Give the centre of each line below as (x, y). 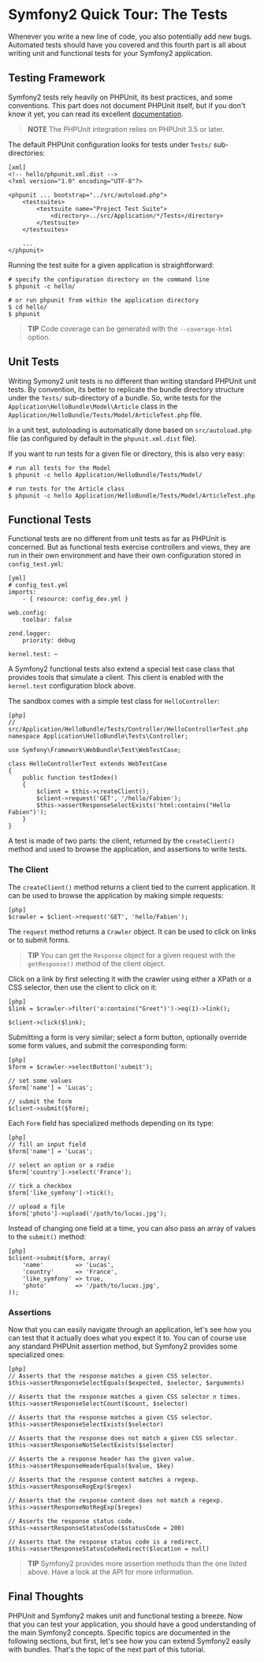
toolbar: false (47, 620)
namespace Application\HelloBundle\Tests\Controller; (99, 736)
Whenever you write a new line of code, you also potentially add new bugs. (130, 36)
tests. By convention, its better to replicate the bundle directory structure (126, 389)
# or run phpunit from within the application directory (104, 300)
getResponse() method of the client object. (96, 963)
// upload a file (37, 1206)
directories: (27, 152)
